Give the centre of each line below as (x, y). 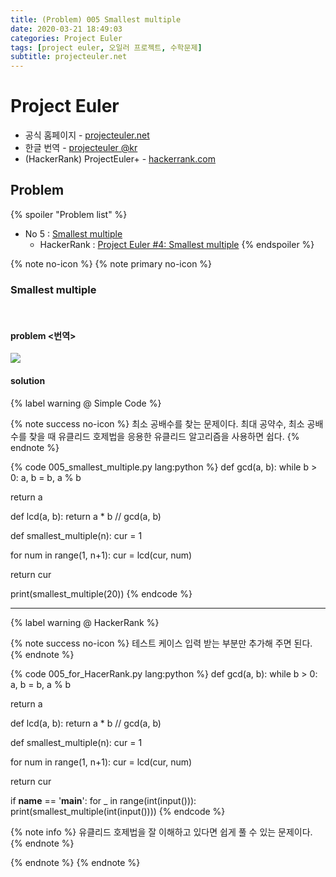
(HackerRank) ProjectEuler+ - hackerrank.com (120, 159)
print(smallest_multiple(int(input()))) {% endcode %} (118, 811)
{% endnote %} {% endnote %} (75, 862)
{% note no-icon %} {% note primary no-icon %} (111, 263)
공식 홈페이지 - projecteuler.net (87, 135)
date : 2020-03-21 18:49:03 (66, 29)
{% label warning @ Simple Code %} (86, 403)
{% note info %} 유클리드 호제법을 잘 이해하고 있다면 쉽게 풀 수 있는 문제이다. (161, 832)
